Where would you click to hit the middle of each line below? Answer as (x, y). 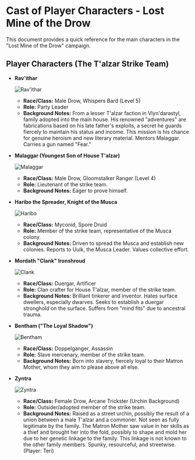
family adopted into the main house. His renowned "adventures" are (104, 119)
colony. (32, 237)
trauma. (32, 314)
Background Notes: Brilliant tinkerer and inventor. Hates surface (100, 296)
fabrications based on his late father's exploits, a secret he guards (102, 125)
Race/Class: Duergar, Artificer (59, 283)
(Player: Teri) (38, 451)
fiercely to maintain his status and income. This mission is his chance (106, 132)
